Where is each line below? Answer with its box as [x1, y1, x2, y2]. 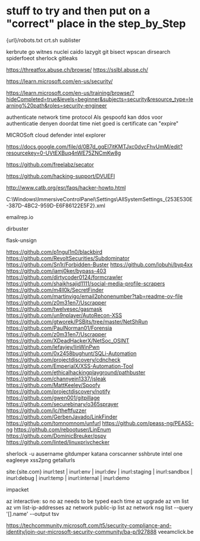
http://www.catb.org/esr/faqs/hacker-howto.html [6, 184, 126, 191]
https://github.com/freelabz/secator [6, 161, 94, 168]
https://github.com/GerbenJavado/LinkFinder [6, 413, 118, 420]
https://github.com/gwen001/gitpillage [6, 394, 100, 401]
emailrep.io [6, 213, 34, 220]
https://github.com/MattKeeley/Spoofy [6, 381, 101, 389]
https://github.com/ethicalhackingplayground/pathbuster [6, 368, 146, 376]
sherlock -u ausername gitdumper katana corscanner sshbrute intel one [6, 450, 183, 457]
